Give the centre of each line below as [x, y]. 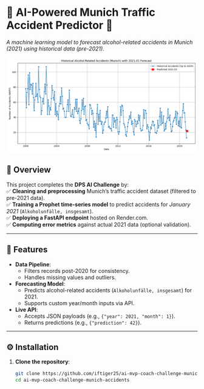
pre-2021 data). [26, 198]
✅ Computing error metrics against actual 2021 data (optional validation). [99, 224]
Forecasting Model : [40, 284]
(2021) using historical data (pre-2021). [55, 49]
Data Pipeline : [33, 264]
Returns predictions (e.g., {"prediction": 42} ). [83, 322]
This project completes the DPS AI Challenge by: [68, 184]
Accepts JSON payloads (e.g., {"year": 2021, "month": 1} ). [100, 316]
